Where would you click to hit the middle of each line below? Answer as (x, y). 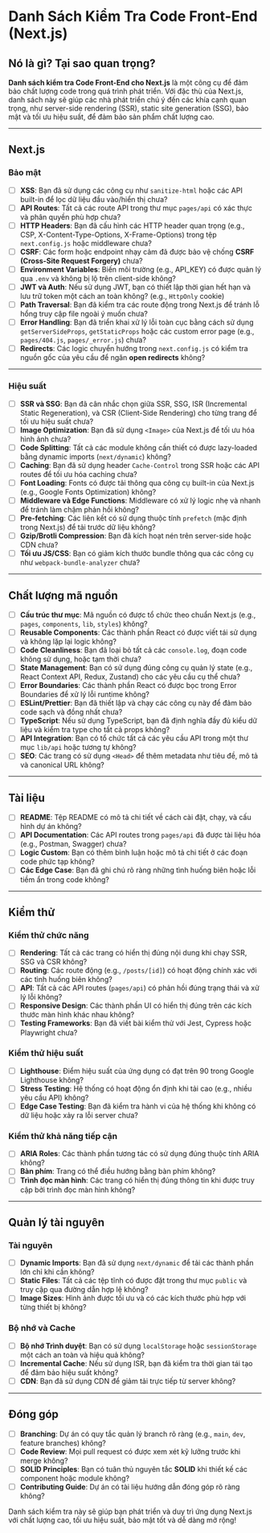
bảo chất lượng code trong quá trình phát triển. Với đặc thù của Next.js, (126, 91)
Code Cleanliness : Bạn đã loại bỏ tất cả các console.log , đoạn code (133, 650)
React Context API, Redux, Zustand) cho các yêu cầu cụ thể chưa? (130, 677)
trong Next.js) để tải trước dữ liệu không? (88, 527)
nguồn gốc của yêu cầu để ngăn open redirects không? (112, 358)
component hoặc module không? (75, 1478)
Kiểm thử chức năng (49, 935)
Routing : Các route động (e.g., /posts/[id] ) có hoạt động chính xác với (138, 971)
